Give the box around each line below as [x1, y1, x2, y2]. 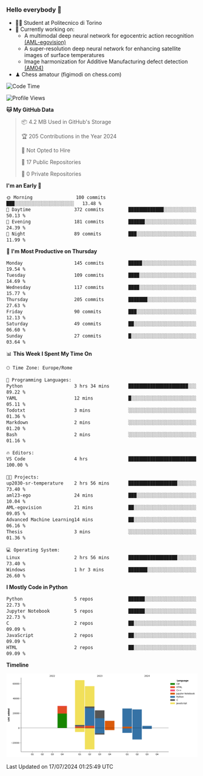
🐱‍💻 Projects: [6, 474, 39, 480]
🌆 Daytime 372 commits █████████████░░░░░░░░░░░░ [6, 206, 197, 213]
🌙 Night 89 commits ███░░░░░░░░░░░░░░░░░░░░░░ [6, 231, 197, 237]
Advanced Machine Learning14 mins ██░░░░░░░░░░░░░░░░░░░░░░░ [6, 517, 197, 523]
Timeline [6, 661, 29, 669]
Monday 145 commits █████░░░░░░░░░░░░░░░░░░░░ [6, 260, 197, 267]
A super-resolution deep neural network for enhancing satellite [24, 45, 181, 52]
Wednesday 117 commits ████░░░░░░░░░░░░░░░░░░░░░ [6, 285, 197, 291]
